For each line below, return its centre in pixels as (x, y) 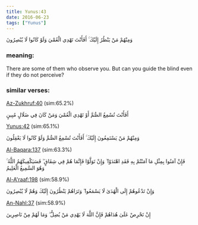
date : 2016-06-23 (28, 17)
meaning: (20, 55)
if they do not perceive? (35, 74)
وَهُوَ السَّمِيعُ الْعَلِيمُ (25, 168)
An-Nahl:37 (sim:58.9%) (36, 202)
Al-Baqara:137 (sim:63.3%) (39, 149)
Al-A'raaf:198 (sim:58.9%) (38, 179)
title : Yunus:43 (26, 12)
